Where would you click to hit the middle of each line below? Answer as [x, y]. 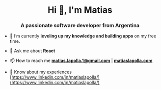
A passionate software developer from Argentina [80, 26]
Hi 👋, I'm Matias [80, 10]
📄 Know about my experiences [41, 72]
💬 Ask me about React [32, 51]
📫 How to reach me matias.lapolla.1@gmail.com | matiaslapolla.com [81, 60]
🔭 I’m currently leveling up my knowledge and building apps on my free [83, 36]
